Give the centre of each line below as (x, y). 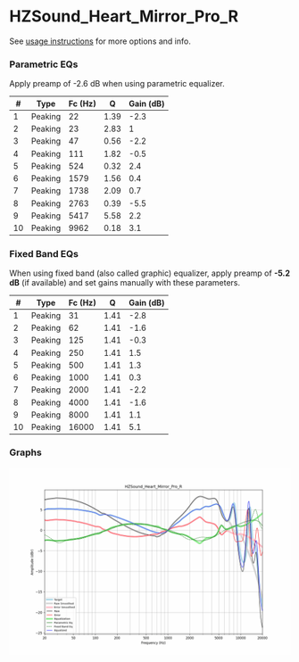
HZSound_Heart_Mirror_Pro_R (124, 17)
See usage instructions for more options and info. (100, 41)
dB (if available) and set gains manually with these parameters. (125, 283)
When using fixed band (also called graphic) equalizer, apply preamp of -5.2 (150, 273)
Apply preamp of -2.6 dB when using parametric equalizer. (117, 84)
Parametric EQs (44, 64)
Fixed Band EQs (44, 253)
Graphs (25, 452)
